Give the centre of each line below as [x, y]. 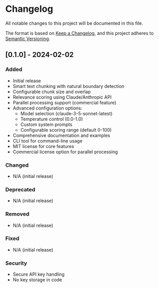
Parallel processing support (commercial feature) [64, 102]
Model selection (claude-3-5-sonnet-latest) [66, 113]
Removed [17, 214]
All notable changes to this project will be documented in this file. [74, 23]
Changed [17, 165]
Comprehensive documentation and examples [61, 135]
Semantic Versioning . [28, 39]
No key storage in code [37, 280]
